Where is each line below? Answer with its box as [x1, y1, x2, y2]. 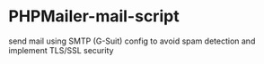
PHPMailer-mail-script [8, 6, 180, 27]
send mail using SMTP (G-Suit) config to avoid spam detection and [8, 36, 256, 46]
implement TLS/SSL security [8, 44, 114, 55]
